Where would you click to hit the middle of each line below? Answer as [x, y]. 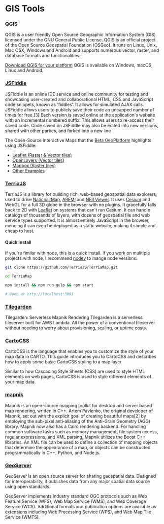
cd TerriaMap [18, 277]
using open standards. [28, 487]
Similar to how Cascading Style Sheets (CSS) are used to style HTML [75, 371]
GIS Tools [25, 9]
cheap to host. [20, 231]
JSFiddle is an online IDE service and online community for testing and [77, 94]
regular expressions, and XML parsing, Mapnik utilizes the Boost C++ [76, 437]
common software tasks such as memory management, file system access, [82, 431]
